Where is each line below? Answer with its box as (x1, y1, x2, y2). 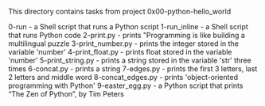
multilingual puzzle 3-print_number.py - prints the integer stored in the (8, 39, 239, 48)
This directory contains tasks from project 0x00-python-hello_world (8, 7, 232, 16)
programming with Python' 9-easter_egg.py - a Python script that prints (8, 81, 244, 90)
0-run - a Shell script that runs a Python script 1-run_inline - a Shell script (8, 22, 248, 31)
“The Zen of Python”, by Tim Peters (8, 89, 125, 98)
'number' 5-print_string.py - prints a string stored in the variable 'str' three (8, 55, 252, 65)
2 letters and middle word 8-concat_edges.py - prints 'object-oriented (8, 73, 239, 81)
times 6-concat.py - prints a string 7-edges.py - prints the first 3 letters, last (8, 64, 258, 74)
